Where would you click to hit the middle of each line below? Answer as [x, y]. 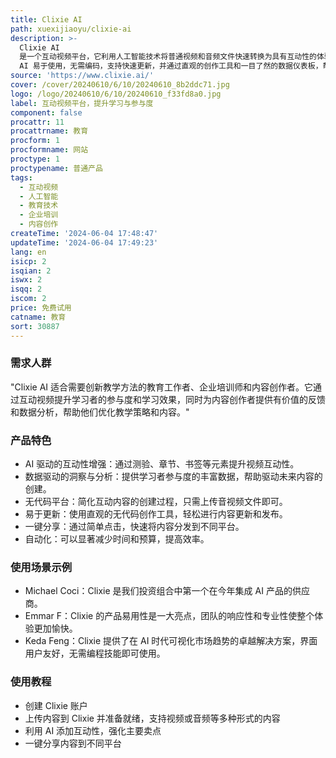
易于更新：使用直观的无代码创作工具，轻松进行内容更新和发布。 [156, 514]
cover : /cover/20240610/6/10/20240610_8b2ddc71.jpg [120, 85]
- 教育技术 [39, 206]
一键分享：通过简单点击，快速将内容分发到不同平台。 [134, 527]
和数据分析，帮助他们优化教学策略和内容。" [100, 412]
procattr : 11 [37, 122]
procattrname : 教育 [49, 131]
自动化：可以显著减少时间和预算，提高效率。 [117, 539]
